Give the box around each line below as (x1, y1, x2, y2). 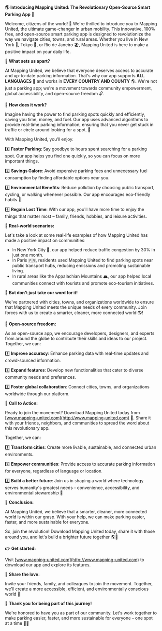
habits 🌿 (5, 197, 22, 202)
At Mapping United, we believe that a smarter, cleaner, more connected (5, 509, 147, 514)
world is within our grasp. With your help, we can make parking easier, (5, 514, 145, 520)
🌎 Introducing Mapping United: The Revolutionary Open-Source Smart (5, 4, 151, 10)
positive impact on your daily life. (5, 49, 71, 54)
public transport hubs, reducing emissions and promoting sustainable (12, 263, 151, 268)
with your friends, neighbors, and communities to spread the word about (5, 420, 149, 426)
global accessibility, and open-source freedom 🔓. (5, 91, 104, 96)
